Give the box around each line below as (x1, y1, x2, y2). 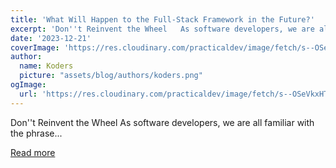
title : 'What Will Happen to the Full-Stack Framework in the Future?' (10, 14, 315, 25)
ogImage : (10, 80, 47, 90)
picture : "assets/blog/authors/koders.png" (19, 71, 203, 81)
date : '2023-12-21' (10, 33, 92, 43)
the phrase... (10, 127, 63, 139)
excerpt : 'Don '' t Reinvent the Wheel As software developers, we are (10, 24, 315, 34)
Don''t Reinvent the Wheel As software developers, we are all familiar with (10, 116, 315, 128)
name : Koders (19, 61, 74, 71)
